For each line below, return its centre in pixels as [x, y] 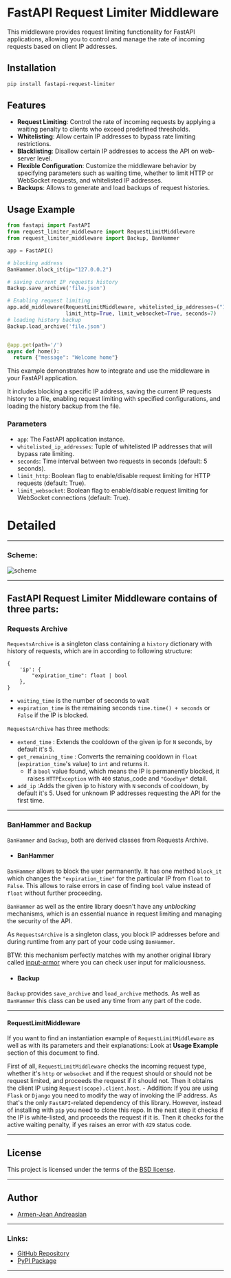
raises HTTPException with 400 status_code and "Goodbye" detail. [117, 779]
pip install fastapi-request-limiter [61, 84]
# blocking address [35, 263]
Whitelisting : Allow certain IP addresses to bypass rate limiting [106, 136]
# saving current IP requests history [63, 282]
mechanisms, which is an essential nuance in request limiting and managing [114, 914]
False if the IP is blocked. [53, 715]
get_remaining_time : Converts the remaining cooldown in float [107, 756]
